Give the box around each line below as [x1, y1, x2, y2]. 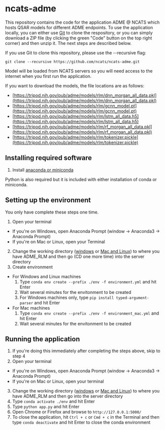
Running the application [5, 335, 80, 343]
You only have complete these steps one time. [5, 209, 99, 215]
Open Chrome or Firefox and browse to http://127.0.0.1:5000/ [12, 409, 142, 415]
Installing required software [5, 154, 92, 162]
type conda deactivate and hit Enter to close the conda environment [12, 420, 151, 426]
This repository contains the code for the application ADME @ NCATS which [5, 19, 160, 25]
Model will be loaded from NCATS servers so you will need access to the [5, 68, 153, 74]
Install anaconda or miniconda [12, 167, 74, 173]
